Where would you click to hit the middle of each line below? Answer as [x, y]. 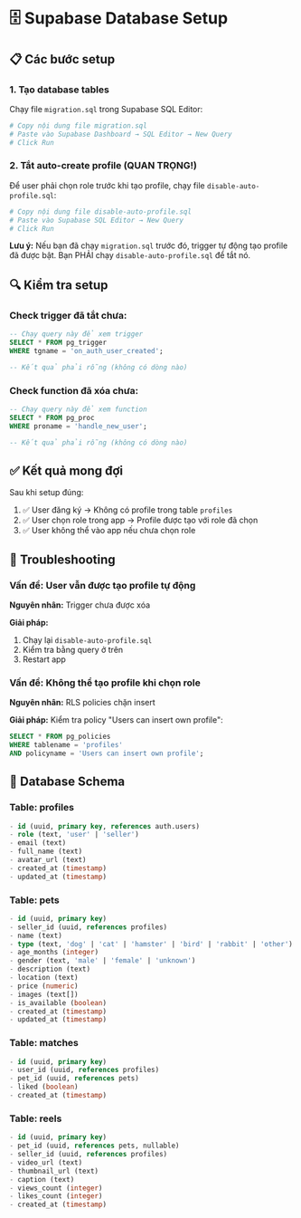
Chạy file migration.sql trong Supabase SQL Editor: [106, 109]
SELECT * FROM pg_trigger [58, 342]
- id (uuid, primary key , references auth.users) [105, 826]
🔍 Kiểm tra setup [59, 285]
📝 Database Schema [67, 782]
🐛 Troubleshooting [62, 559]
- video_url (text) [46, 1162]
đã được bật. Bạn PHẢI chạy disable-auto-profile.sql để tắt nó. [130, 255]
